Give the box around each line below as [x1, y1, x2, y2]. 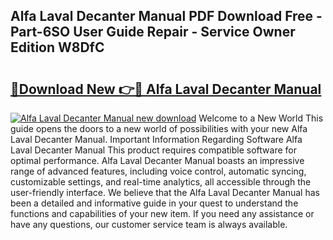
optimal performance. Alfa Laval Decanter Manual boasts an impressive [10, 155, 305, 166]
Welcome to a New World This [198, 112, 324, 124]
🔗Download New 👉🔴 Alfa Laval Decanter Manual [10, 80, 322, 98]
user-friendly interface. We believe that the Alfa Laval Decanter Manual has [10, 187, 320, 198]
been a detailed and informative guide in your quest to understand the [10, 197, 299, 209]
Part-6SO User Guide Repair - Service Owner [10, 24, 296, 41]
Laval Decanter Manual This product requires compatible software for [10, 144, 297, 156]
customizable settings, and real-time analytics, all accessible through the [10, 176, 312, 188]
